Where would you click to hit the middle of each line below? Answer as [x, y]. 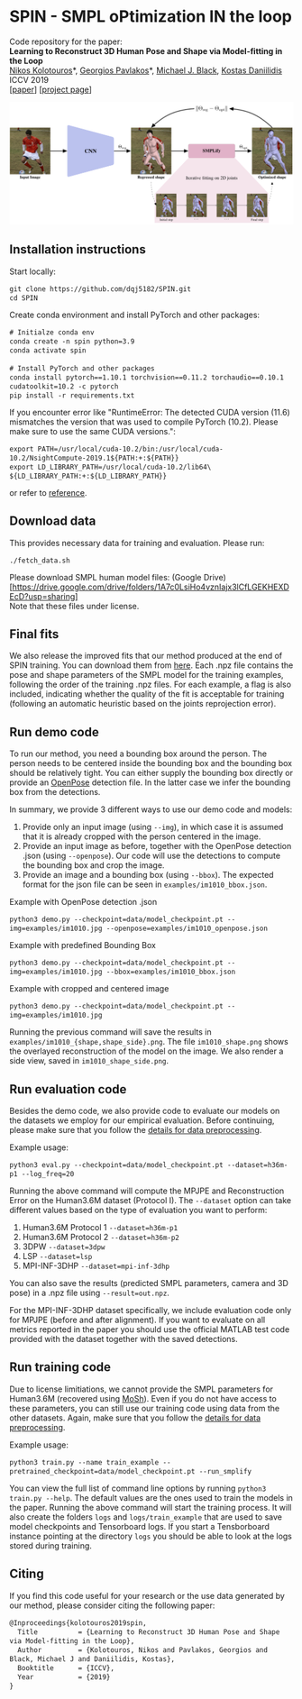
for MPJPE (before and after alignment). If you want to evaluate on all [137, 1320]
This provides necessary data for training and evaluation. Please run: [137, 543]
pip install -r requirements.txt [72, 395]
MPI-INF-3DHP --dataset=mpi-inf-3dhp [96, 1266]
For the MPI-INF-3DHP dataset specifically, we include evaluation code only [151, 1311]
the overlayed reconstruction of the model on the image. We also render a [146, 1051]
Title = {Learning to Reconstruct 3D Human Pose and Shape [149, 1632]
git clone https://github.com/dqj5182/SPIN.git [101, 289]
